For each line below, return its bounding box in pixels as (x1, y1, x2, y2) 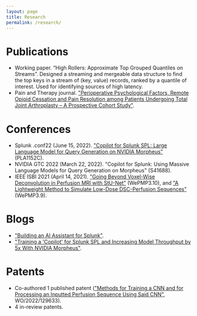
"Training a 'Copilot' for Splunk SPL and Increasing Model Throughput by (14, 238, 191, 245)
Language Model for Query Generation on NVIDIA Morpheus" (14, 148, 163, 155)
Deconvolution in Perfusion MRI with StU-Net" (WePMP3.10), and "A (14, 179, 179, 187)
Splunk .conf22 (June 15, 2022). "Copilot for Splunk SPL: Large (14, 142, 167, 149)
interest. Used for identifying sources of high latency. (14, 83, 144, 90)
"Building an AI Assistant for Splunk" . (14, 232, 104, 239)
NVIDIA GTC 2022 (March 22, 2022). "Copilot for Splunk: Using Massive (14, 161, 189, 168)
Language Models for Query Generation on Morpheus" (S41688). (14, 167, 172, 174)
